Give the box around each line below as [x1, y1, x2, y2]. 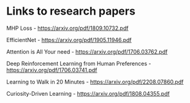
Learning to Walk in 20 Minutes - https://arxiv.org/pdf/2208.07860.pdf [6, 78, 184, 85]
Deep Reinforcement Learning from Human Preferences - [6, 60, 151, 67]
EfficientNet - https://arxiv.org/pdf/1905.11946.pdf [6, 36, 132, 43]
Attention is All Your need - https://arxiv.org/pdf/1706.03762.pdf [6, 48, 168, 55]
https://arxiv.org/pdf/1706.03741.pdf [6, 66, 97, 74]
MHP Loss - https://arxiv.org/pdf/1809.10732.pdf [6, 24, 129, 32]
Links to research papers [6, 4, 136, 18]
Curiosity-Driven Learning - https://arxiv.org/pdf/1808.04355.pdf [6, 90, 170, 97]
